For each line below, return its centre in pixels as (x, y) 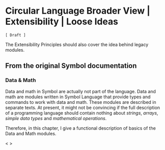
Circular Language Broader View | (78, 11)
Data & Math (21, 80)
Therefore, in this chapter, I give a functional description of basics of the (80, 128)
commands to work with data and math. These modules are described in (81, 102)
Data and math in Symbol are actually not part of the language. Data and (80, 91)
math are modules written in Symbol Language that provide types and (78, 97)
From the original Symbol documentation (71, 66)
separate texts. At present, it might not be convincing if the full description (83, 107)
